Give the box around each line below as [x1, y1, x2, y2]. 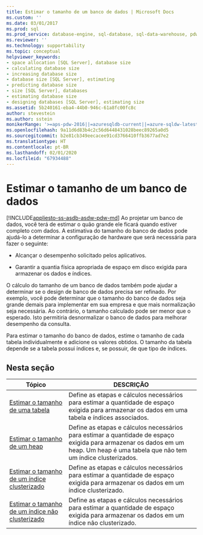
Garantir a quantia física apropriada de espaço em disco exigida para [14, 264, 187, 271]
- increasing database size [6, 71, 77, 77]
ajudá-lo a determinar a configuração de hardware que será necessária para [6, 234, 197, 241]
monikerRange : [6, 122, 42, 128]
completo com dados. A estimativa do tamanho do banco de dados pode [6, 227, 188, 234]
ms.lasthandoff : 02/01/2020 [6, 150, 77, 156]
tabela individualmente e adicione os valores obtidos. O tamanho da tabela [6, 339, 192, 346]
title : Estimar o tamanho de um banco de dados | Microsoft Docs [6, 8, 174, 15]
